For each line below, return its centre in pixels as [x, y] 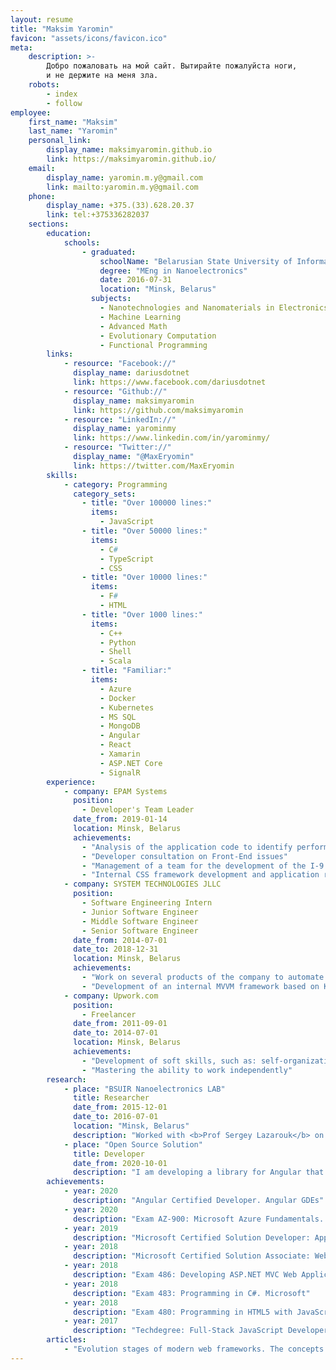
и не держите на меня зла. [102, 76]
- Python [118, 642]
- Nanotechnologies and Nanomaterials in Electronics [214, 308]
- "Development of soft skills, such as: [169, 1061]
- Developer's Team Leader [138, 810]
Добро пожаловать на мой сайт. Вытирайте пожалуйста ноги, [172, 66]
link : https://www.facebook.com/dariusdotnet [170, 382]
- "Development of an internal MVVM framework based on [200, 986]
